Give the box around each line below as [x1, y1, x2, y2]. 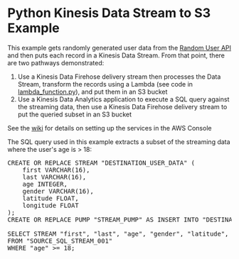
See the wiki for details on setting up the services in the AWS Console [7, 123, 212, 132]
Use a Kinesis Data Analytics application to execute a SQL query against [17, 94, 230, 104]
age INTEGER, [22, 180, 68, 188]
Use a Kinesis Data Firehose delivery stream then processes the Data [17, 72, 221, 81]
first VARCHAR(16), [22, 165, 90, 174]
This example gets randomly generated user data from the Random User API [7, 43, 232, 52]
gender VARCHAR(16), [22, 187, 94, 195]
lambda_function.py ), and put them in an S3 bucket [17, 87, 168, 96]
